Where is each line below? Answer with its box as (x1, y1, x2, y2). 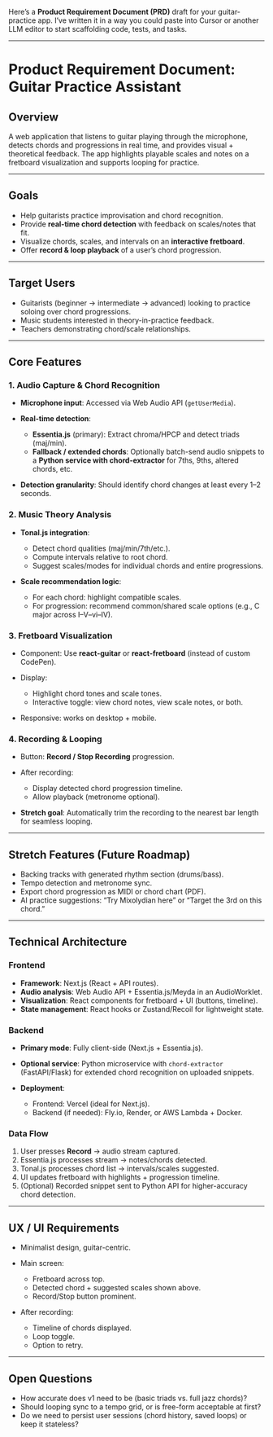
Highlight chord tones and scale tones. (32, 688, 162, 698)
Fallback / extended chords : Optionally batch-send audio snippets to (32, 447, 265, 457)
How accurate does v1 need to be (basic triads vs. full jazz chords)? (19, 1393, 248, 1403)
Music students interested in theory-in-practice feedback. (19, 315, 214, 325)
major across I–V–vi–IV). (32, 609, 113, 619)
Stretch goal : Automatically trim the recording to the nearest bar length (19, 808, 259, 818)
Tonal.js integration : (19, 527, 90, 537)
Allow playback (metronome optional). (32, 792, 160, 802)
